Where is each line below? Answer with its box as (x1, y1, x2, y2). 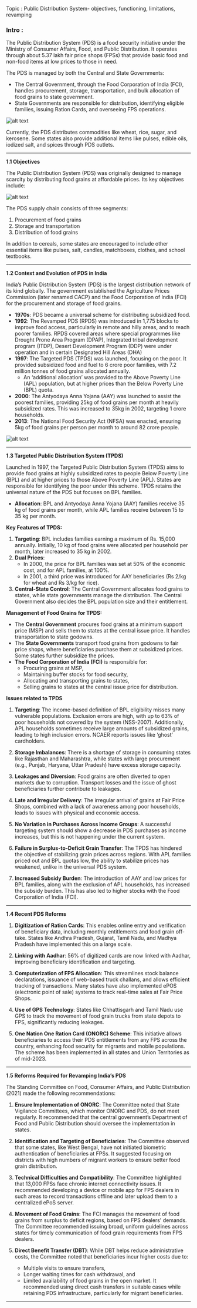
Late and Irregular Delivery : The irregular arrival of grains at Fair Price (14, 797, 185, 804)
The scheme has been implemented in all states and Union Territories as (14, 1049, 189, 1056)
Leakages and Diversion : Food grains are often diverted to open (14, 773, 171, 780)
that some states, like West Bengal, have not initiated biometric (14, 1144, 167, 1151)
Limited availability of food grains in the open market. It (23, 1277, 157, 1284)
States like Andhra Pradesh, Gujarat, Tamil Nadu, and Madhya (28, 935, 177, 942)
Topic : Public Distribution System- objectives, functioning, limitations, (6, 5, 176, 12)
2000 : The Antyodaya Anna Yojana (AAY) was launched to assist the (14, 393, 181, 400)
